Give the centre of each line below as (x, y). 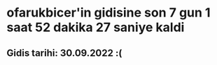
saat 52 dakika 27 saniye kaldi (96, 27)
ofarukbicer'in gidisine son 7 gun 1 (108, 13)
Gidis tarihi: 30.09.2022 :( (64, 53)
